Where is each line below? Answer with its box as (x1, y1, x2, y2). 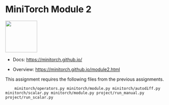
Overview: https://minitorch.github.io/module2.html (12, 66, 121, 72)
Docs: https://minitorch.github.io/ (12, 56, 82, 62)
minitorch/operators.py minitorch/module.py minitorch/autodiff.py (14, 86, 160, 91)
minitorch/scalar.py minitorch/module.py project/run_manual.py (5, 90, 145, 95)
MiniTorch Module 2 (5, 4, 92, 15)
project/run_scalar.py (5, 95, 53, 100)
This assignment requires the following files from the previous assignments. (5, 76, 164, 82)
